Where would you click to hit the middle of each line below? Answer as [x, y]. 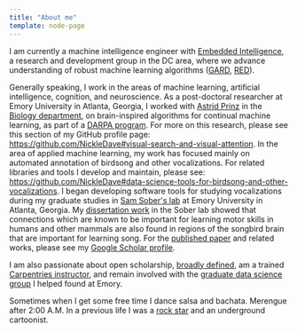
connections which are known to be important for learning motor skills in [141, 219]
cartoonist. [29, 320]
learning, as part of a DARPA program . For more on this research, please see [149, 124]
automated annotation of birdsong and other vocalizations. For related [137, 162]
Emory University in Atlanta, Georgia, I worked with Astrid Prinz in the [136, 106]
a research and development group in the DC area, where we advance [137, 60]
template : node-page [47, 26]
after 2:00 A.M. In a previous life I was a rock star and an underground [137, 310]
